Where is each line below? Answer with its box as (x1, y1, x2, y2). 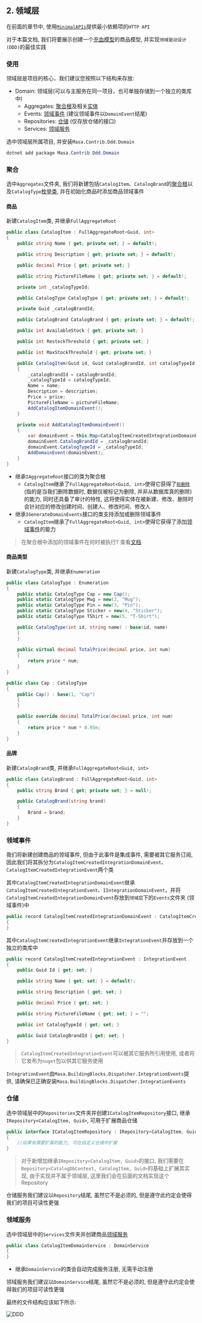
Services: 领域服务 (23, 125, 70, 133)
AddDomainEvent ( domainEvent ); (28, 449, 103, 455)
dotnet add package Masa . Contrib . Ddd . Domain (6, 150, 120, 156)
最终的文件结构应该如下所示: (6, 1299, 77, 1306)
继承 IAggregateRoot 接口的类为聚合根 (14, 472, 106, 480)
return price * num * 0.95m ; (28, 725, 101, 731)
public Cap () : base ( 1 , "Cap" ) (17, 691, 96, 697)
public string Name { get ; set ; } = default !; (17, 978, 136, 985)
